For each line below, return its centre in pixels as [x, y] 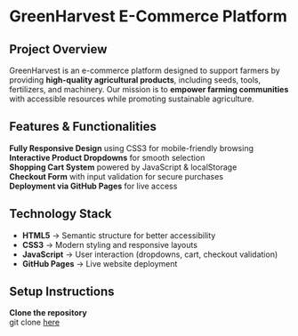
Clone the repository [48, 313]
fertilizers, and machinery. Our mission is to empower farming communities [149, 89]
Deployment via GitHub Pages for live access [93, 186]
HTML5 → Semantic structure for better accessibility [119, 235]
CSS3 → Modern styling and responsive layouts [110, 244]
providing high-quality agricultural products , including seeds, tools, [135, 80]
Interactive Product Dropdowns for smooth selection [107, 157]
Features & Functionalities [83, 127]
